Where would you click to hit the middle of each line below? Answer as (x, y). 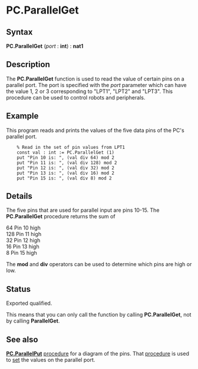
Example (22, 116)
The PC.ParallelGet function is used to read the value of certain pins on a (95, 79)
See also (22, 339)
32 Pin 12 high (23, 240)
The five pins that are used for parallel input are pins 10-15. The (83, 210)
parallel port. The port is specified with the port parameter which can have (96, 85)
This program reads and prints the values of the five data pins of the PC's (95, 130)
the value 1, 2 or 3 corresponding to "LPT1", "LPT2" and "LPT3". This (89, 91)
